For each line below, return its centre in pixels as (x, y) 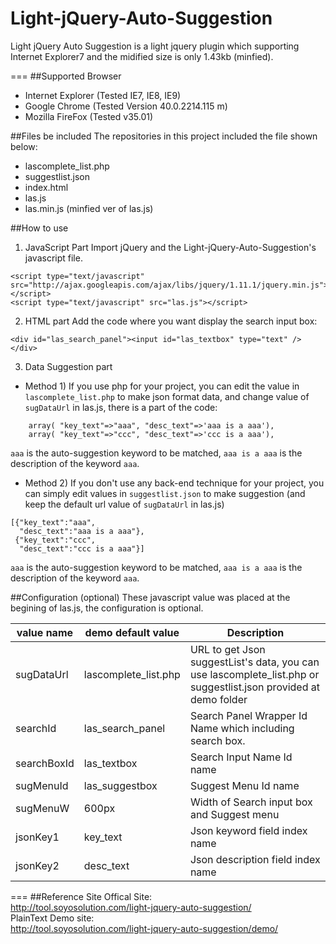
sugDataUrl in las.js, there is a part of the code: (121, 407)
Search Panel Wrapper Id (248, 715)
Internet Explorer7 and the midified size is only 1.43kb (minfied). (142, 56)
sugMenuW (42, 808)
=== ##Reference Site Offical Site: (81, 896)
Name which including (242, 728)
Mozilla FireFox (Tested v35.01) (89, 116)
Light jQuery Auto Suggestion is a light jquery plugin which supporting (155, 46)
